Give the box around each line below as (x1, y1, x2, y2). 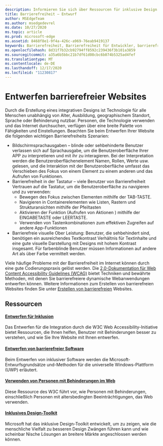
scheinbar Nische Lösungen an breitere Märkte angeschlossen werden (5, 431, 147, 437)
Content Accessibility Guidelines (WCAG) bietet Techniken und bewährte (5, 270, 150, 276)
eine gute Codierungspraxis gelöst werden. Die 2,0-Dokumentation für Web (5, 265, 156, 271)
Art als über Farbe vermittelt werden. (12, 250, 86, 256)
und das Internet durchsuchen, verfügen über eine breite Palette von (5, 122, 142, 129)
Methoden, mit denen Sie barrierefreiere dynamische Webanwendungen (5, 275, 150, 281)
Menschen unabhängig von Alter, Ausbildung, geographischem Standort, (5, 112, 151, 118)
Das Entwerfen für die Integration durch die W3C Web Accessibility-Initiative (5, 324, 158, 330)
